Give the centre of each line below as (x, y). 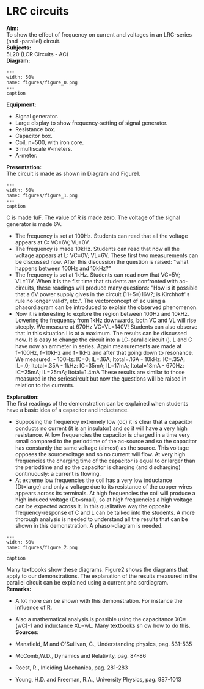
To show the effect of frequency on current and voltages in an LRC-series (99, 34)
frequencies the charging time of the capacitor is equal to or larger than (105, 461)
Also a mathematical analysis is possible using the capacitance (94, 619)
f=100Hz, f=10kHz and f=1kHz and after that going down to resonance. (104, 352)
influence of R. (34, 607)
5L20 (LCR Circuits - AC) (38, 54)
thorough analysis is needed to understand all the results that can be (101, 519)
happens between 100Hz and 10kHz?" (63, 268)
